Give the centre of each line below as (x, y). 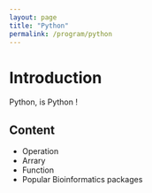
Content (32, 130)
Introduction (56, 77)
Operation (40, 151)
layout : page (33, 17)
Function (38, 170)
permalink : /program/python (61, 34)
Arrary (34, 161)
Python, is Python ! (43, 102)
